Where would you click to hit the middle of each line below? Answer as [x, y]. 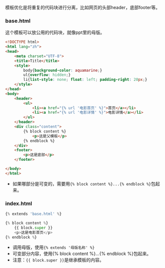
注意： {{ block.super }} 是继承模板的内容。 [58, 260]
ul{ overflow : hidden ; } [47, 75]
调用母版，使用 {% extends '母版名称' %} [53, 247]
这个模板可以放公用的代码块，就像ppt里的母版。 [55, 32]
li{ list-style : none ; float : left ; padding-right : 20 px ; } [85, 80]
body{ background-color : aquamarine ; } [63, 70]
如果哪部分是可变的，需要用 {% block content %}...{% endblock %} [82, 184]
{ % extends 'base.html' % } [33, 214]
